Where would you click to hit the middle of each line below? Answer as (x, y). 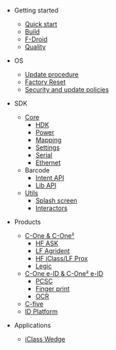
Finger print (52, 289)
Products (27, 222)
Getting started (36, 10)
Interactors (51, 208)
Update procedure (52, 74)
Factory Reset (45, 82)
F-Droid (36, 39)
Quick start (41, 24)
